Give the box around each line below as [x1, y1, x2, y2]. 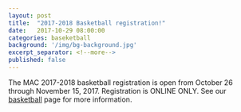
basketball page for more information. [8, 95, 132, 104]
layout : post [8, 11, 52, 20]
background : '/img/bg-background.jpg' [8, 41, 137, 49]
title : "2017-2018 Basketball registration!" [8, 19, 166, 27]
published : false [8, 56, 66, 64]
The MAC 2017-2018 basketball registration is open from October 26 [8, 77, 233, 87]
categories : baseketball [8, 33, 91, 42]
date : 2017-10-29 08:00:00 [8, 26, 105, 34]
